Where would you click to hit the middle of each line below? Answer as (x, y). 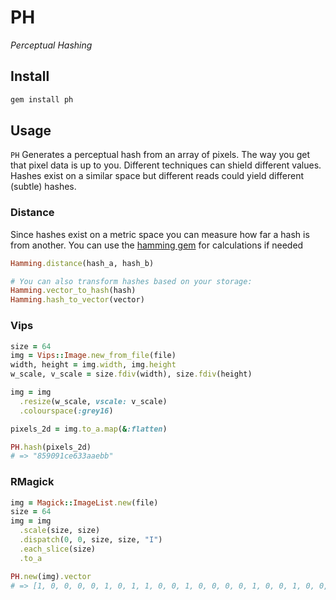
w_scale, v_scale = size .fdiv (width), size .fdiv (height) (131, 374)
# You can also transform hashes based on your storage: (131, 281)
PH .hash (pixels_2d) (51, 447)
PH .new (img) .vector (51, 576)
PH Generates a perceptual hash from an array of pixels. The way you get (160, 155)
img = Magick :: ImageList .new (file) (84, 502)
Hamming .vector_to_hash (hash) (73, 291)
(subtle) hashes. (43, 187)
